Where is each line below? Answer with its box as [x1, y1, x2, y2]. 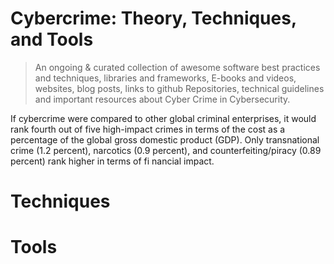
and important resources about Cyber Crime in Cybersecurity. [34, 93, 291, 105]
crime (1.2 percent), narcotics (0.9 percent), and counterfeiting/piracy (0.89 [10, 144, 322, 156]
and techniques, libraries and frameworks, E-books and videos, [34, 72, 297, 84]
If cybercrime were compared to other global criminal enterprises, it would [10, 112, 317, 124]
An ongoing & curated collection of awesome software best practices [34, 61, 321, 73]
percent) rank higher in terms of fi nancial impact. [10, 155, 215, 167]
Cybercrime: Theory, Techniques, [10, 7, 297, 30]
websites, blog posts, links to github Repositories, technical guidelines [34, 82, 325, 94]
